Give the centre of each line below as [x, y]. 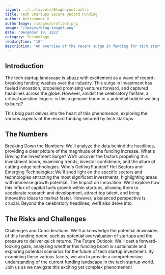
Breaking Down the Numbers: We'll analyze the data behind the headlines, [80, 146]
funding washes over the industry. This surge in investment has [88, 83]
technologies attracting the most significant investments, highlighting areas [81, 177]
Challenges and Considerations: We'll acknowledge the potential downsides [82, 231]
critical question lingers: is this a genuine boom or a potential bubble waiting [82, 99]
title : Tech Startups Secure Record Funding [51, 14]
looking [13, 247]
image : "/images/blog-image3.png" [41, 28]
